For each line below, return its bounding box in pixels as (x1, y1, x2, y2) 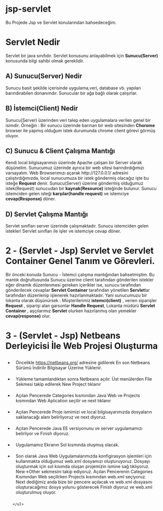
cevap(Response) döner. (5, 196, 56, 202)
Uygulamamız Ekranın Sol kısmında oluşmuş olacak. (16, 442, 119, 448)
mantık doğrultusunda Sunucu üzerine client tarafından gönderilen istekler (5, 277, 154, 283)
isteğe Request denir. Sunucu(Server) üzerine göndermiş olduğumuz (5, 180, 144, 186)
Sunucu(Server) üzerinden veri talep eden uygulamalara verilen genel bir (5, 117, 151, 123)
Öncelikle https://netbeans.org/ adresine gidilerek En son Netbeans (16, 360, 150, 365)
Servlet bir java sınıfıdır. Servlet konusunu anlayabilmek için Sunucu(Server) (5, 53, 158, 58)
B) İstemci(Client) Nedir (5, 104, 78, 113)
